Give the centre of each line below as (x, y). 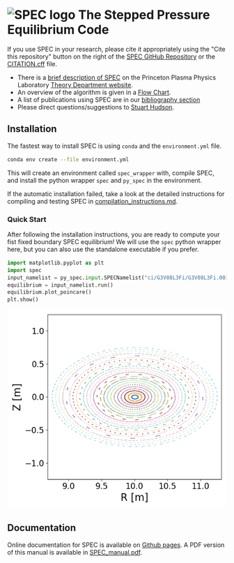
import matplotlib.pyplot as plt (56, 263)
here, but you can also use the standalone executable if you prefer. (103, 249)
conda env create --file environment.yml (68, 159)
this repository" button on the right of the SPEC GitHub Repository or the (111, 57)
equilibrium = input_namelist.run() (60, 285)
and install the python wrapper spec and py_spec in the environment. (105, 180)
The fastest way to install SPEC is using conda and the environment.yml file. (115, 146)
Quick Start (27, 219)
